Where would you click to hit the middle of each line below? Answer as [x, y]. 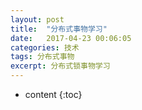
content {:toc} [53, 94]
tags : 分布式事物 [42, 57]
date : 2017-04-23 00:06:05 [71, 38]
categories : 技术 [45, 47]
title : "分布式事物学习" [59, 29]
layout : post [37, 19]
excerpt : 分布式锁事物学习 [60, 66]
